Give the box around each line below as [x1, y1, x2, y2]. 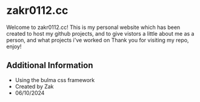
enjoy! [6, 43, 22, 50]
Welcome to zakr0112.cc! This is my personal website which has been [6, 24, 181, 31]
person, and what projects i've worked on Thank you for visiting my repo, [6, 36, 189, 43]
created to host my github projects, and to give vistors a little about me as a [6, 30, 195, 37]
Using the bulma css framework [15, 76, 95, 83]
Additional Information [6, 60, 93, 71]
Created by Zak [15, 83, 54, 90]
